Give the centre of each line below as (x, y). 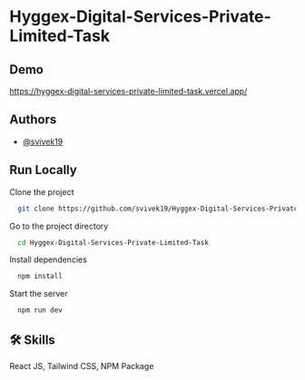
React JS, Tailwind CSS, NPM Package (82, 365)
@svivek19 (43, 141)
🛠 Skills (33, 340)
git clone (36, 209)
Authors (33, 120)
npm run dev (40, 310)
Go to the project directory (59, 226)
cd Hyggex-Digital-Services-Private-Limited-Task (113, 242)
